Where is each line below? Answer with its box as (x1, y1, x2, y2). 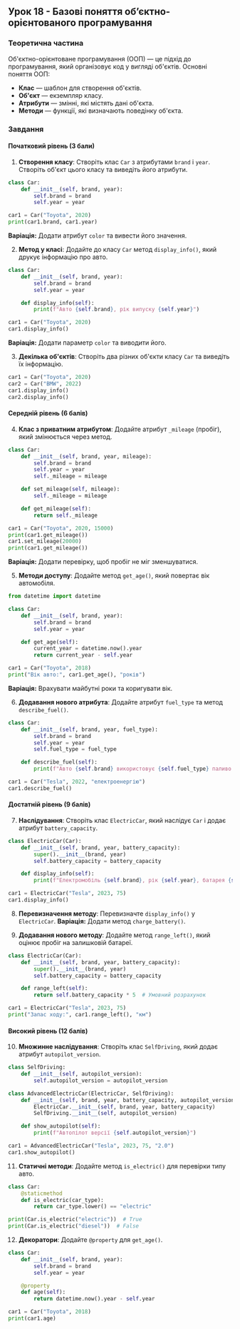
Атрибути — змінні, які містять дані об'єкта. (18, 98, 154, 107)
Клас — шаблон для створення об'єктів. (18, 84, 142, 92)
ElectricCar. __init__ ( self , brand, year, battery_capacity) (33, 1103, 216, 1111)
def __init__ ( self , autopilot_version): (21, 1071, 142, 1078)
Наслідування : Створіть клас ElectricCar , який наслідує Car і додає (18, 816, 226, 824)
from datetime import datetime (8, 592, 101, 600)
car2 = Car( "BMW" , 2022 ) (8, 380, 82, 388)
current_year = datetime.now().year (33, 645, 142, 652)
